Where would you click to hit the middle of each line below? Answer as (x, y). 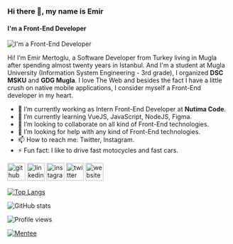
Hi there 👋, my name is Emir (55, 11)
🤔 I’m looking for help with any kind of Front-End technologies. (109, 132)
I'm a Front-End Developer (47, 28)
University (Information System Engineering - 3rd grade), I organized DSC (115, 73)
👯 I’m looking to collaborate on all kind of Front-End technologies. (113, 124)
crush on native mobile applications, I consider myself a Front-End (104, 88)
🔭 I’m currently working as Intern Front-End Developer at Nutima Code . (121, 109)
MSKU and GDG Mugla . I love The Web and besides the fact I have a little (115, 80)
